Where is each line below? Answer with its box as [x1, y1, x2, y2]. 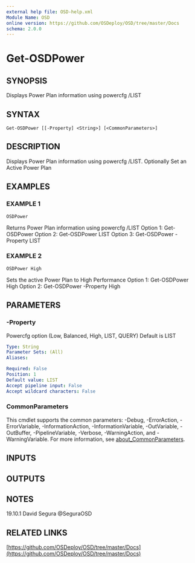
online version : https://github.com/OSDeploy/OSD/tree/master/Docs [6, 20, 180, 26]
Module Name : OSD [6, 14, 50, 21]
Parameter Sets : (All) [6, 349, 63, 355]
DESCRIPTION [6, 141, 60, 152]
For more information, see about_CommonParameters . [50, 436, 185, 443]
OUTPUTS [6, 474, 45, 484]
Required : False [6, 366, 47, 372]
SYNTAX [6, 109, 40, 120]
